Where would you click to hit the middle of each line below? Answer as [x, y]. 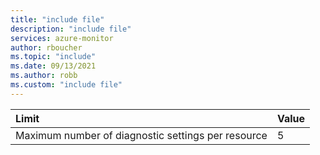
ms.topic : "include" [53, 57]
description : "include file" [71, 29]
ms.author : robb [44, 76]
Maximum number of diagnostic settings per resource [141, 135]
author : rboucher [46, 47]
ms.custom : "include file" [66, 85]
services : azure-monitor [62, 38]
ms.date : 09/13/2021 [53, 66]
